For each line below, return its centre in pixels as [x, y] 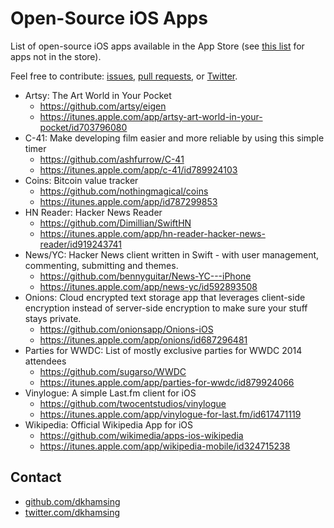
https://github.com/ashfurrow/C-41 [112, 159]
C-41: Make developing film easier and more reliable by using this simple [174, 138]
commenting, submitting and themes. [101, 265]
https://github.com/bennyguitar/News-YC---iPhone [145, 276]
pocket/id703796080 [83, 127]
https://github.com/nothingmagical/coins [124, 191]
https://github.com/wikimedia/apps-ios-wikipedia [141, 435]
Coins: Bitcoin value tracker [81, 180]
